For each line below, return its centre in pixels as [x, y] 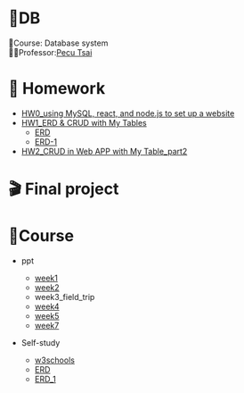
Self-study [41, 343]
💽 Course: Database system [58, 43]
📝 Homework [57, 89]
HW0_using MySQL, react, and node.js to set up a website [128, 113]
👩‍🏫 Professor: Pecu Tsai [50, 52]
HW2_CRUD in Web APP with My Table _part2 [104, 151]
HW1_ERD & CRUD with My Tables [84, 122]
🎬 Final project [64, 189]
